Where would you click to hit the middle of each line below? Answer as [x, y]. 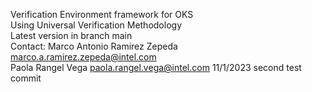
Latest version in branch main [71, 35]
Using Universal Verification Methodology [96, 25]
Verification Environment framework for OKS [102, 14]
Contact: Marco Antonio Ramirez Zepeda [94, 46]
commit [26, 78]
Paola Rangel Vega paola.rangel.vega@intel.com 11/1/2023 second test [156, 67]
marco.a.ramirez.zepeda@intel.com [83, 57]
